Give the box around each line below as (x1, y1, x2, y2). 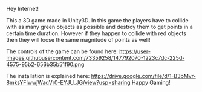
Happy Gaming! (131, 79, 171, 86)
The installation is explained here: (6, 73, 90, 79)
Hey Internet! (6, 5, 39, 12)
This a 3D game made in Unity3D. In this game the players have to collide (6, 17, 189, 24)
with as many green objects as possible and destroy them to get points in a (6, 24, 194, 30)
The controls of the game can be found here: (6, 48, 118, 55)
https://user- (119, 48, 151, 55)
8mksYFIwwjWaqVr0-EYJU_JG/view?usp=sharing (6, 79, 131, 86)
